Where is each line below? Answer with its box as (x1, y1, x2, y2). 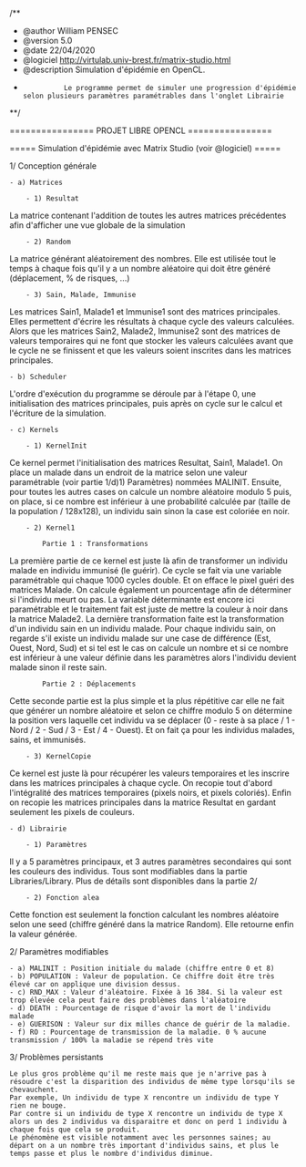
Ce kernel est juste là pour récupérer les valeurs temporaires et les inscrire (9, 768, 290, 779)
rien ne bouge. (9, 1101, 67, 1110)
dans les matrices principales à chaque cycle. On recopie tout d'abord (9, 778, 273, 788)
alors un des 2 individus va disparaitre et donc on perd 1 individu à (9, 1117, 287, 1126)
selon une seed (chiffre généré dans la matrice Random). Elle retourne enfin (9, 919, 294, 929)
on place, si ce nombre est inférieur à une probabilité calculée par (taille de (9, 496, 291, 507)
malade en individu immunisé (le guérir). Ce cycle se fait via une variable (9, 565, 282, 575)
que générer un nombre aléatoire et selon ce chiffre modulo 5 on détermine (9, 706, 293, 716)
